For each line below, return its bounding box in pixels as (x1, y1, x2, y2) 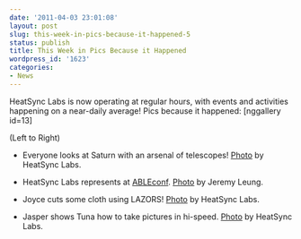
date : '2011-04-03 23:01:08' (9, 13, 119, 22)
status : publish (9, 38, 70, 47)
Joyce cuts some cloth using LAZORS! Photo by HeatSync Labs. (22, 193, 261, 204)
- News (9, 72, 34, 81)
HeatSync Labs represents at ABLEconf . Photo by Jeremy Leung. (22, 176, 263, 187)
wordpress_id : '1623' (9, 55, 91, 64)
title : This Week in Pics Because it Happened (9, 47, 187, 55)
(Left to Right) (9, 132, 61, 143)
